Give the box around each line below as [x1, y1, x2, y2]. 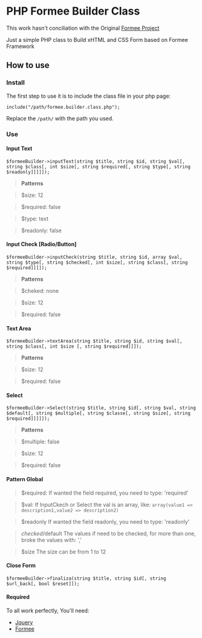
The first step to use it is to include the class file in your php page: [6, 92, 171, 100]
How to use [6, 60, 50, 70]
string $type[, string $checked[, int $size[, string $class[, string [6, 259, 188, 266]
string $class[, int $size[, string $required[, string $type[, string [6, 163, 191, 170]
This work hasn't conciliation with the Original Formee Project [6, 24, 160, 32]
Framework [6, 43, 34, 50]
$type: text [21, 214, 48, 222]
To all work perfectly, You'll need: [6, 606, 90, 614]
